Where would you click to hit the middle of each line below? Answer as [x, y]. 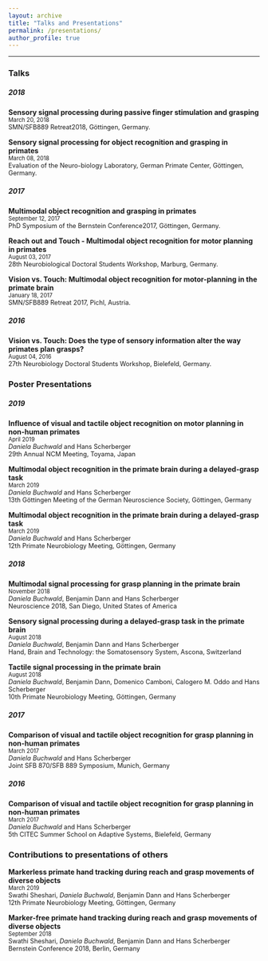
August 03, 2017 [30, 257]
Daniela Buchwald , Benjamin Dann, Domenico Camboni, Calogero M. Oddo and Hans [134, 681]
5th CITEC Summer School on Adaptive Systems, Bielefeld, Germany [110, 834]
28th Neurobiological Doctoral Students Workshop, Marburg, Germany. [113, 264]
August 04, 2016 [30, 357]
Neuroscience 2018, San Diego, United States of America [93, 606]
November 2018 [29, 591]
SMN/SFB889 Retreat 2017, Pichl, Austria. [70, 303]
